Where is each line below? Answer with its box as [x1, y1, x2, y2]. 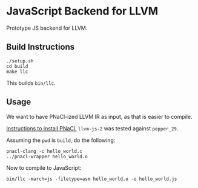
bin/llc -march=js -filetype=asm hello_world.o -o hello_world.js [6, 176, 177, 182]
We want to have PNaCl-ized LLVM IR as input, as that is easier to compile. [6, 113, 193, 120]
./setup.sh [6, 58, 34, 64]
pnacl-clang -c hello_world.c [6, 148, 83, 154]
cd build [6, 63, 28, 69]
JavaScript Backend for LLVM [6, 4, 159, 18]
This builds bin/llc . [6, 79, 56, 86]
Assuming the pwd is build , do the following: [6, 136, 116, 144]
